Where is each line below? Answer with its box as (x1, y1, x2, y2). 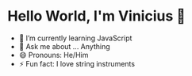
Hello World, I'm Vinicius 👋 (7, 7, 186, 25)
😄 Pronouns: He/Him (18, 50, 89, 59)
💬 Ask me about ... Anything (18, 41, 110, 51)
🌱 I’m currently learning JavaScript (18, 33, 132, 43)
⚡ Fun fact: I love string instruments (18, 59, 136, 68)
